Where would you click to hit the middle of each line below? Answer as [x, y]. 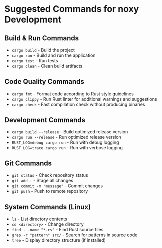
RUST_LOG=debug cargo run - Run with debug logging [65, 142]
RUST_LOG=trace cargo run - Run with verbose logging [67, 147]
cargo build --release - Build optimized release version [70, 132]
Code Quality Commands [44, 81]
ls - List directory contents [40, 219]
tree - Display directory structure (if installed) [59, 240]
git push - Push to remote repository [50, 191]
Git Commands [28, 164]
